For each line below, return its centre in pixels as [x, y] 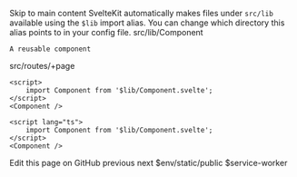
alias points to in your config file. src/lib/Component [106, 32]
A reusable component [50, 49]
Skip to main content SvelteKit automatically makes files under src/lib [142, 13]
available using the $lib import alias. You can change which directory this [147, 23]
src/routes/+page [42, 66]
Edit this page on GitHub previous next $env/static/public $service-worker [148, 163]
